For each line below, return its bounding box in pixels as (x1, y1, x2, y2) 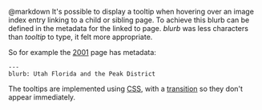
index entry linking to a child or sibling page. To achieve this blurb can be (8, 15, 250, 25)
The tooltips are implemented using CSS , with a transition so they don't (8, 84, 243, 93)
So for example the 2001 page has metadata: (8, 48, 156, 57)
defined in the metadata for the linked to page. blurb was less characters (8, 24, 248, 33)
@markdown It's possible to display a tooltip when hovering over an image (8, 7, 255, 16)
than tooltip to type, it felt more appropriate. (8, 32, 153, 41)
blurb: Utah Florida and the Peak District (8, 70, 156, 78)
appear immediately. (8, 92, 76, 102)
